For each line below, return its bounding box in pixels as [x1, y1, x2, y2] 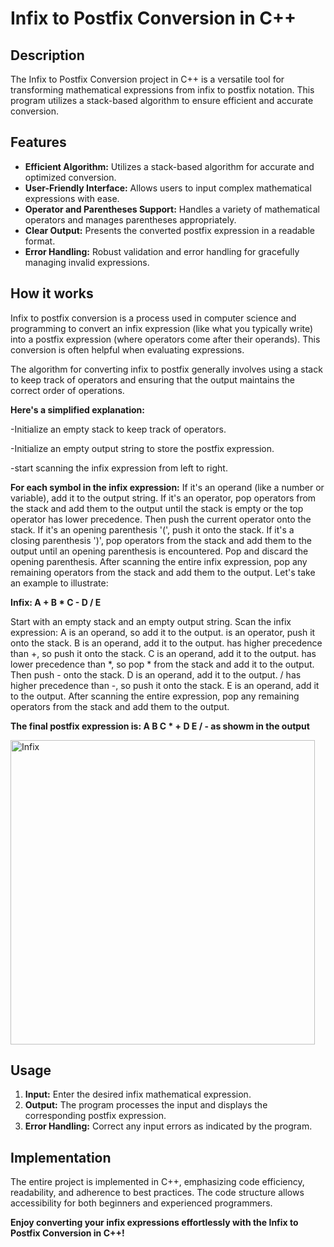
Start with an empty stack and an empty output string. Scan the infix [10, 615, 292, 627]
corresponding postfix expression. [24, 1110, 167, 1122]
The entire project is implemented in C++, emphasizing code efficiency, [10, 1176, 305, 1188]
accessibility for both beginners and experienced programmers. [10, 1197, 273, 1209]
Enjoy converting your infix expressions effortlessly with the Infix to [10, 1217, 299, 1229]
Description [10, 47, 85, 64]
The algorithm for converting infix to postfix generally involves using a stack [10, 363, 323, 375]
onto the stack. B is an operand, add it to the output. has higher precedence [10, 637, 323, 649]
